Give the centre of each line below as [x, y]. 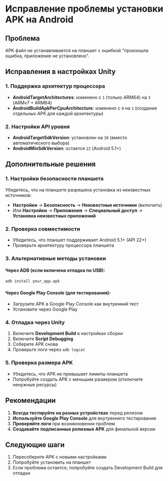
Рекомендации [31, 401]
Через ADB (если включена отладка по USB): [55, 270]
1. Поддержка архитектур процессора [55, 86]
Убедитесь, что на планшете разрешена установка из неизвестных [78, 190]
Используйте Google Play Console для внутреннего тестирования [85, 418]
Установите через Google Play [45, 309]
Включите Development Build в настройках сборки [68, 334]
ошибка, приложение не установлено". [47, 56]
